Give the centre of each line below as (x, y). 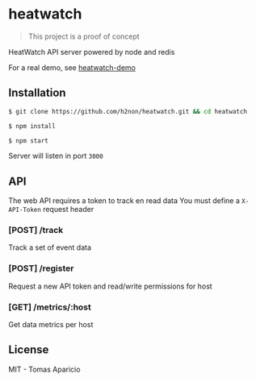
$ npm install (32, 126)
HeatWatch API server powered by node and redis (92, 52)
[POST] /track (36, 230)
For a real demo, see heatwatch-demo (72, 67)
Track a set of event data (50, 247)
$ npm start (28, 141)
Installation (37, 93)
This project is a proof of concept (84, 36)
